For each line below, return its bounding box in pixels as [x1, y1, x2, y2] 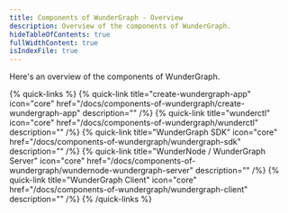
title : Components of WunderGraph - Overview [9, 13, 183, 22]
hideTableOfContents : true [9, 30, 111, 39]
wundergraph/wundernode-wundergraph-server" [9, 165, 193, 176]
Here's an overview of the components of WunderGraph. [9, 71, 220, 82]
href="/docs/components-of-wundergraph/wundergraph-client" [9, 184, 248, 195]
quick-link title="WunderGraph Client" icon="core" [9, 174, 198, 185]
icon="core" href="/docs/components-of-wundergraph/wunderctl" [9, 118, 259, 129]
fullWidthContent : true [9, 38, 99, 48]
